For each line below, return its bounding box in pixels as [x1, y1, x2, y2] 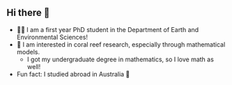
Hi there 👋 [6, 7, 50, 19]
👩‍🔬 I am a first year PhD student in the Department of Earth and [16, 25, 199, 33]
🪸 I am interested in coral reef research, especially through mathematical [16, 40, 226, 49]
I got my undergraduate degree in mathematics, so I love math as [26, 55, 214, 63]
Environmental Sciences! [16, 33, 88, 41]
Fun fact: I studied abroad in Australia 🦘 [16, 70, 130, 78]
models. [16, 47, 40, 56]
